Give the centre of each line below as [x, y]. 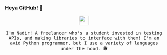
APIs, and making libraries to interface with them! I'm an [84, 38]
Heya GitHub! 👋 [24, 8]
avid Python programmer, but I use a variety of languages [84, 43]
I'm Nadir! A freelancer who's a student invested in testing [84, 33]
